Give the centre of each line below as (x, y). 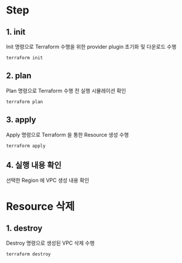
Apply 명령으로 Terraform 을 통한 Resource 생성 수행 (68, 134)
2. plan (19, 76)
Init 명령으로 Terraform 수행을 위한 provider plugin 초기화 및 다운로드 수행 (91, 47)
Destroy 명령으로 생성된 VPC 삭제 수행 (50, 243)
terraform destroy (28, 254)
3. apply (21, 120)
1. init (16, 32)
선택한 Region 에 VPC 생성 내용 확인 (48, 180)
